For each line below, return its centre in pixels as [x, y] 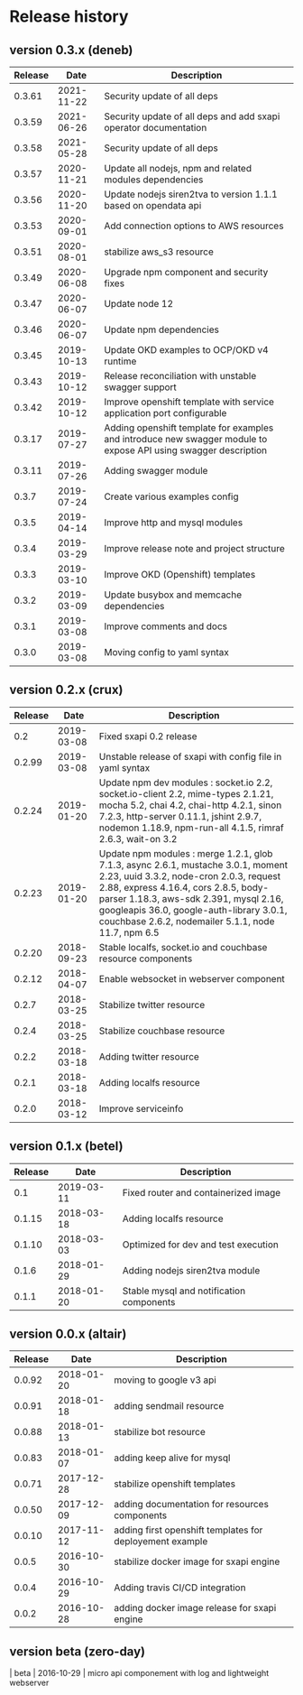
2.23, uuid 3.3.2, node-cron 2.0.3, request [190, 875]
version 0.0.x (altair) [68, 1334]
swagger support [140, 387]
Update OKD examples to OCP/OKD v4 [186, 350]
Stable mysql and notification [184, 1291]
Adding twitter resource [149, 1056]
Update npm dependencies [161, 329]
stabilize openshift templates [175, 1484]
